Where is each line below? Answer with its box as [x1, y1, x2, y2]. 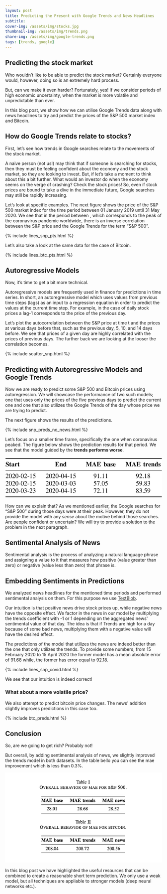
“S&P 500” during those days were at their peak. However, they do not [5, 508, 150, 514]
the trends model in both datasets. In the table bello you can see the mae [5, 757, 155, 763]
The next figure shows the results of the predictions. [5, 417, 113, 423]
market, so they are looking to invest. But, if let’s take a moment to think [5, 171, 152, 177]
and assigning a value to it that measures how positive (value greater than [5, 557, 157, 563]
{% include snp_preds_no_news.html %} [5, 427, 88, 433]
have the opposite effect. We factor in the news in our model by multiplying [5, 610, 159, 616]
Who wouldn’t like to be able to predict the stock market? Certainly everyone [5, 72, 162, 78]
